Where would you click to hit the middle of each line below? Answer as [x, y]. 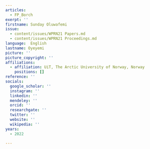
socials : [15, 81]
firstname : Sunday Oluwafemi [36, 24]
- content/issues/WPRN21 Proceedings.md [53, 39]
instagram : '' [25, 91]
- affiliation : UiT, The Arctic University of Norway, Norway [77, 67]
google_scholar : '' [31, 86]
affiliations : [20, 62]
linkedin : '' [24, 96]
